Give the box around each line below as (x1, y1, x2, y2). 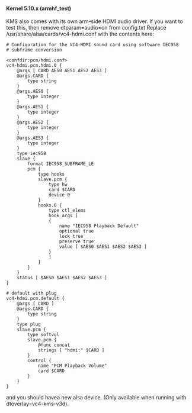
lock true (59, 234, 84, 240)
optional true (59, 228, 94, 234)
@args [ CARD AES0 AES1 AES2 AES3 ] (17, 68, 108, 74)
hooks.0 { (37, 202, 62, 208)
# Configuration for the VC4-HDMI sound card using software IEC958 (6, 42, 179, 48)
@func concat (37, 342, 70, 349)
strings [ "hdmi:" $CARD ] (37, 347, 105, 353)
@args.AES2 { (17, 120, 49, 125)
